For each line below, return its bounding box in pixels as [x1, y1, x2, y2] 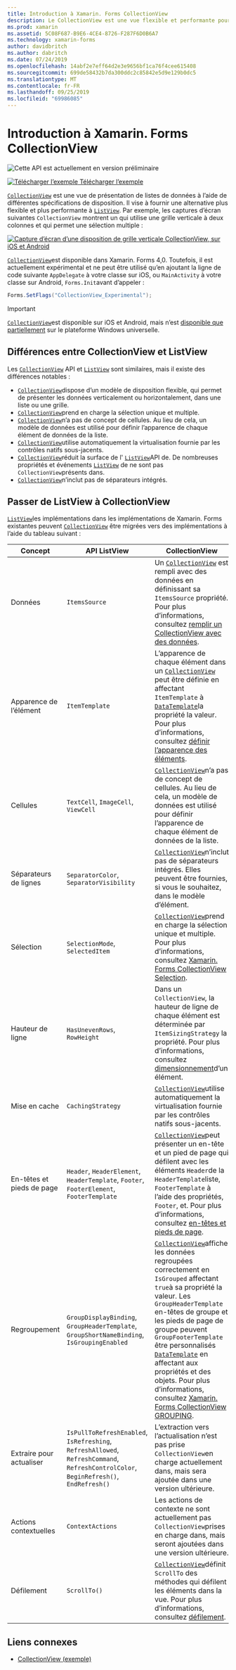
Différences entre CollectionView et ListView [7, 346, 208, 358]
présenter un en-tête [154, 1139, 225, 1149]
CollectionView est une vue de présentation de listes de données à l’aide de [7, 191, 227, 199]
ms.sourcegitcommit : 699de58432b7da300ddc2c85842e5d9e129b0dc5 [7, 69, 197, 76]
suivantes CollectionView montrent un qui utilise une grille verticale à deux [7, 213, 223, 222]
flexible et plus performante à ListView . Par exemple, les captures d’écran [7, 205, 221, 215]
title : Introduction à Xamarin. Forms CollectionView [7, 10, 169, 18]
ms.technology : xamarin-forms [7, 37, 96, 44]
